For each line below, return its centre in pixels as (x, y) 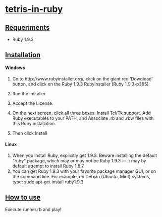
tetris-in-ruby (34, 9)
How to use (23, 197)
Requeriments (27, 28)
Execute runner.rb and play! (33, 209)
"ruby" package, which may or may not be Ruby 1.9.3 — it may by (79, 160)
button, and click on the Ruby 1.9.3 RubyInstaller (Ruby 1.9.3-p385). (81, 84)
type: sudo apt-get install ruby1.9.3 (48, 182)
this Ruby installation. (34, 123)
